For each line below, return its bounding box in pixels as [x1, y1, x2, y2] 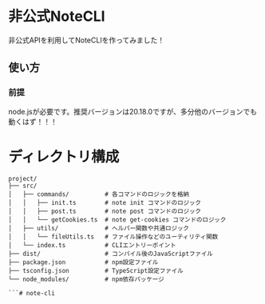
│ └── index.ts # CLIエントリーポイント [8, 241, 177, 249]
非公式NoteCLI [8, 7, 105, 26]
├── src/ [8, 182, 38, 190]
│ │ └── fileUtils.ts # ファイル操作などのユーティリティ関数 [8, 233, 219, 241]
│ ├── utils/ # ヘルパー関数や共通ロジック [8, 224, 190, 232]
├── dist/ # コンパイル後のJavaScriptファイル [8, 250, 213, 258]
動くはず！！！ [8, 117, 57, 126]
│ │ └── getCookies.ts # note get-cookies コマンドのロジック [8, 215, 227, 224]
